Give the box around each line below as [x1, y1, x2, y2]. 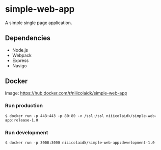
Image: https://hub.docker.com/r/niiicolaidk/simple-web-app [5, 90, 128, 96]
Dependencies [5, 34, 51, 42]
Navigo [12, 62, 27, 68]
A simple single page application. [5, 20, 72, 26]
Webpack [12, 52, 32, 58]
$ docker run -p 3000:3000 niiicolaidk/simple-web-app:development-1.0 [5, 140, 155, 146]
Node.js [12, 47, 28, 53]
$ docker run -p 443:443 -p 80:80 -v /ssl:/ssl [5, 113, 105, 119]
